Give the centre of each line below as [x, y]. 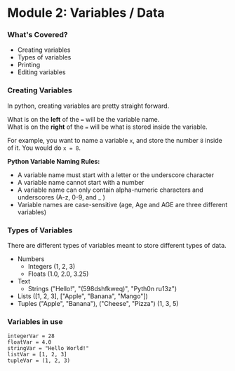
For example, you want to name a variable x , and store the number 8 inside [115, 140]
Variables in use [35, 322]
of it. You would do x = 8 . [44, 148]
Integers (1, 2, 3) [52, 267]
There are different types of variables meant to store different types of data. [117, 246]
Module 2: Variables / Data [86, 13]
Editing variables [41, 72]
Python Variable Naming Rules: [54, 161]
